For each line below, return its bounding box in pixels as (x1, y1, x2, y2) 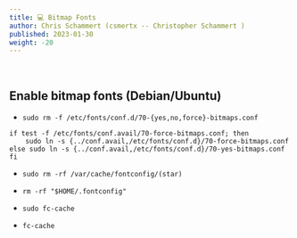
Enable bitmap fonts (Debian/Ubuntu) (9, 88, 222, 103)
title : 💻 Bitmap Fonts (9, 12, 96, 22)
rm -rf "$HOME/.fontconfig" (21, 187, 127, 196)
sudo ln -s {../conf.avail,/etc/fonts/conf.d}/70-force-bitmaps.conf (25, 137, 290, 146)
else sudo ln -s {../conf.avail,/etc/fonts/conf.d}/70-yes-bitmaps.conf (9, 144, 285, 154)
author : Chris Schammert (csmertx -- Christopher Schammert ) (9, 21, 245, 30)
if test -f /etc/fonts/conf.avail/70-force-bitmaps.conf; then (9, 129, 250, 138)
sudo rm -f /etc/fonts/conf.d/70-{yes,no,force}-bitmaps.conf (21, 113, 259, 123)
